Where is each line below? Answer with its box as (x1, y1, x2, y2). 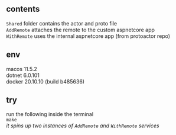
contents (6, 4, 40, 14)
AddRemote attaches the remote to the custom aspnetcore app (6, 26, 155, 33)
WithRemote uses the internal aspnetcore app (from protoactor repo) (6, 32, 170, 40)
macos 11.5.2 (6, 65, 37, 72)
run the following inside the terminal (6, 111, 93, 118)
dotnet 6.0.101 (6, 72, 40, 79)
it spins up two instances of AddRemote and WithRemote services (6, 122, 159, 129)
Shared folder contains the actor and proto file (6, 20, 117, 27)
